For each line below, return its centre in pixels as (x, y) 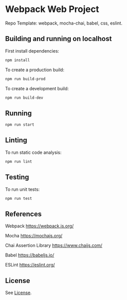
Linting (16, 140)
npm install (17, 60)
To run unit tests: (22, 189)
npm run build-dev (24, 98)
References (23, 214)
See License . (18, 293)
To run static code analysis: (33, 152)
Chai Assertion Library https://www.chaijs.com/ (54, 245)
